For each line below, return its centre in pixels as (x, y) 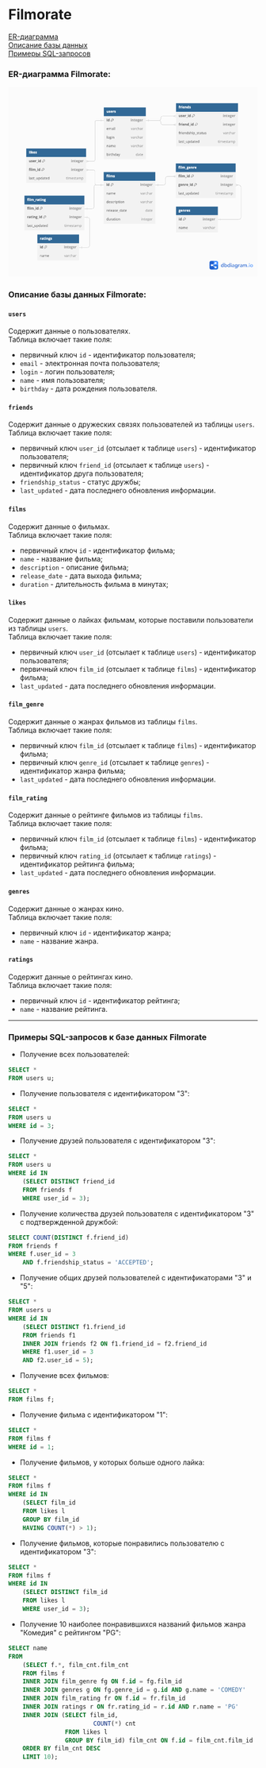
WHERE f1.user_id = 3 (58, 1352)
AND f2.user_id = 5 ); (58, 1361)
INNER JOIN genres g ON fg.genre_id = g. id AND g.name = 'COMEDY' (134, 1690)
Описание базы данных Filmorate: (77, 295)
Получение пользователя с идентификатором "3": (104, 1093)
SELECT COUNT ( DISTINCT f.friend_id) (68, 1237)
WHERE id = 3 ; (32, 1125)
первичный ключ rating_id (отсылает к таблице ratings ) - (118, 856)
